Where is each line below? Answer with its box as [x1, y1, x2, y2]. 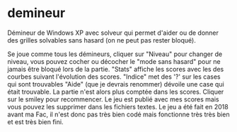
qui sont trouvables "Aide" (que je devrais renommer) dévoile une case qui [7, 79, 224, 88]
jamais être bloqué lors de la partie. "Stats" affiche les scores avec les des [7, 65, 224, 73]
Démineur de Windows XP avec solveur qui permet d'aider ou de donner [7, 28, 219, 37]
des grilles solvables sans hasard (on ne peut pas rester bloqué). [7, 35, 196, 44]
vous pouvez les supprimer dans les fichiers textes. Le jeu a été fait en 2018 [7, 102, 229, 111]
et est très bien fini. [7, 117, 64, 126]
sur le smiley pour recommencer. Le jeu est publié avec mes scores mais [7, 94, 219, 104]
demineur [7, 5, 66, 21]
